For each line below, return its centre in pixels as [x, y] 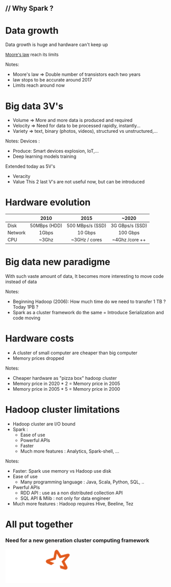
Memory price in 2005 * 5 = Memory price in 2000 [66, 389]
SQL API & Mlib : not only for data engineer [65, 498]
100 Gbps [129, 233]
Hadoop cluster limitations [63, 410]
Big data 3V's [34, 106]
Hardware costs [40, 339]
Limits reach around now [39, 85]
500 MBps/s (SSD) [87, 226]
